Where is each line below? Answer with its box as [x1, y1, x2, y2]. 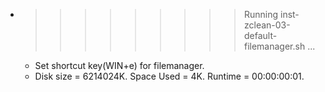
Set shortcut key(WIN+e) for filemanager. [34, 60, 205, 71]
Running [243, 9, 279, 20]
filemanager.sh [243, 40, 306, 52]
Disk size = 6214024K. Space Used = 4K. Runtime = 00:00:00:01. [34, 70, 305, 82]
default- [243, 30, 278, 41]
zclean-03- [243, 19, 291, 31]
